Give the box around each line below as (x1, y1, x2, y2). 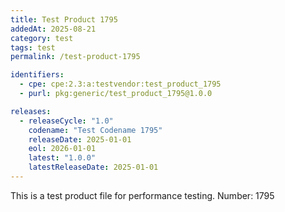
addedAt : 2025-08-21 (10, 24, 97, 34)
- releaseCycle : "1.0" (19, 116, 114, 126)
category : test (10, 33, 74, 43)
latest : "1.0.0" (28, 153, 97, 163)
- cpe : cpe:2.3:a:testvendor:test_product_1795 (19, 79, 222, 90)
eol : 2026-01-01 (28, 144, 97, 154)
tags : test (10, 42, 56, 53)
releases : (10, 106, 52, 116)
